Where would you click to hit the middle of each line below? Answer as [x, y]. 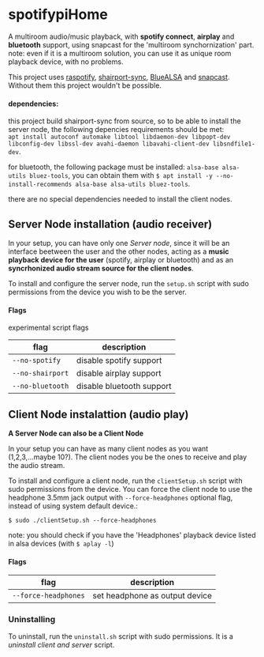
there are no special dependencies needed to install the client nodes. [120, 199]
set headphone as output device [152, 596]
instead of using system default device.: [73, 506]
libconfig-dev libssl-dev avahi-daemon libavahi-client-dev [109, 144]
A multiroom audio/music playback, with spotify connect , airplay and [121, 36]
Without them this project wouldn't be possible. [85, 85]
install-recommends [40, 185]
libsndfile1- [234, 144]
